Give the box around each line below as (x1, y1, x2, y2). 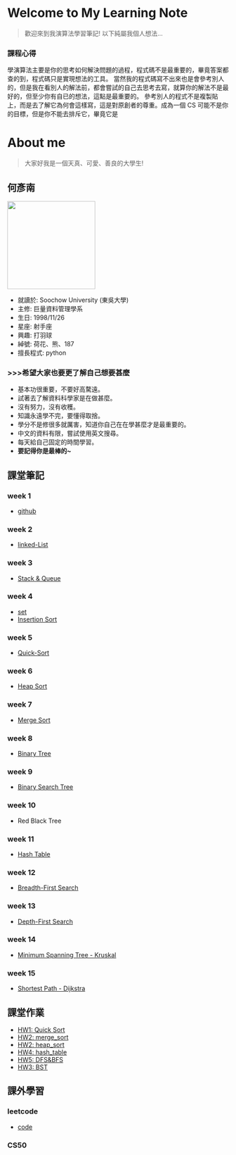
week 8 (7, 733, 33, 743)
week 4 (7, 591, 33, 601)
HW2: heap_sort (17, 1040, 65, 1049)
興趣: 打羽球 (17, 331, 53, 339)
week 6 (7, 667, 33, 676)
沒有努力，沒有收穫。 (17, 403, 79, 411)
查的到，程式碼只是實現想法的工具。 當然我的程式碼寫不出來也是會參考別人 (7, 75, 225, 83)
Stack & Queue (17, 574, 61, 582)
